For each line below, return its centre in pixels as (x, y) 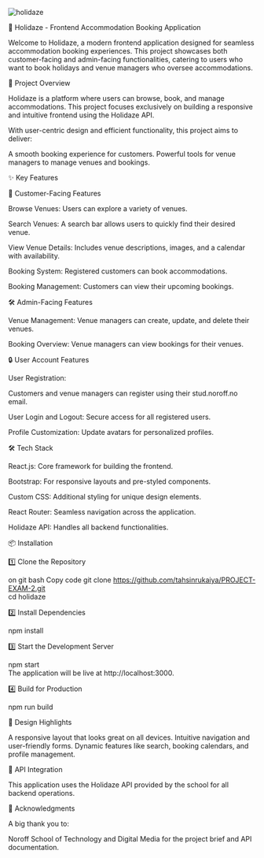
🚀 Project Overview (39, 83)
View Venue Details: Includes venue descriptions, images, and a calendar (127, 247)
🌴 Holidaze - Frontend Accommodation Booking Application (105, 27)
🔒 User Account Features (49, 360)
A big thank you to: (38, 824)
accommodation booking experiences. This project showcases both (118, 51)
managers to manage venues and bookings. (79, 162)
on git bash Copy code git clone (60, 580)
